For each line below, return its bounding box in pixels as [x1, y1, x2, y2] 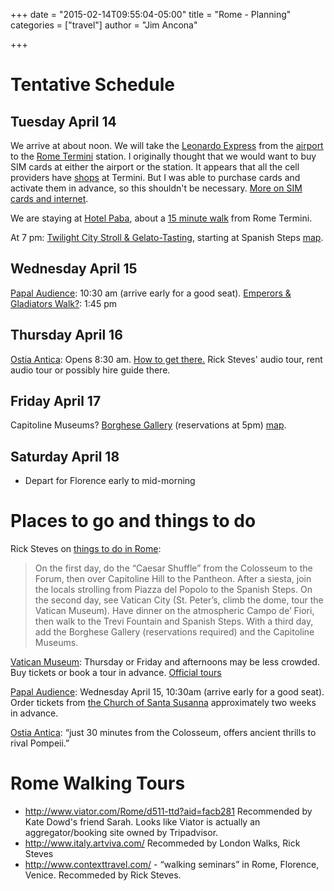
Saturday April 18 [10, 448, 120, 465]
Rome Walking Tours [10, 772, 186, 795]
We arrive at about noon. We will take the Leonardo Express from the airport [10, 140, 324, 151]
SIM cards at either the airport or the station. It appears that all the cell [10, 161, 300, 173]
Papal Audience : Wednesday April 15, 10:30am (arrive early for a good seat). [10, 686, 325, 698]
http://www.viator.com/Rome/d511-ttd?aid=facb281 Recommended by [24, 805, 313, 818]
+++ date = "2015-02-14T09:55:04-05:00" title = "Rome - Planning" [10, 9, 292, 20]
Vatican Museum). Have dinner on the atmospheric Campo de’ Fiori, [34, 605, 315, 617]
